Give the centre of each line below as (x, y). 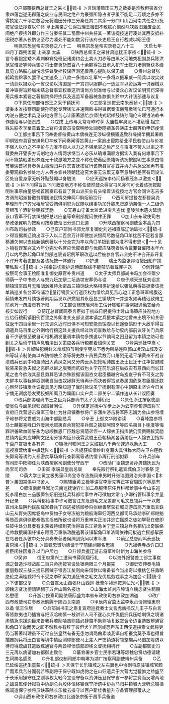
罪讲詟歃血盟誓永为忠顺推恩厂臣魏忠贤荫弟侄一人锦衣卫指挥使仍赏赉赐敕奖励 (84, 431)
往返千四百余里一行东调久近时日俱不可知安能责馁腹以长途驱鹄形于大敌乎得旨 (84, 324)
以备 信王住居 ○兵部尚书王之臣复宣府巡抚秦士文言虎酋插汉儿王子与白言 (83, 608)
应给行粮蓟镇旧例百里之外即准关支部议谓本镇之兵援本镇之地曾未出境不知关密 (84, 317)
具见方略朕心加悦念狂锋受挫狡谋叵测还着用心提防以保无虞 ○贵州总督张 (83, 71)
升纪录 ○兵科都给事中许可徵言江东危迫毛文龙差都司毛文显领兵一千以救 (83, 501)
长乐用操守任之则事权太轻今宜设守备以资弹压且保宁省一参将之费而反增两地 (87, 677)
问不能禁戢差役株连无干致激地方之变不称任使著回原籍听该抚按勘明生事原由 (82, 159)
